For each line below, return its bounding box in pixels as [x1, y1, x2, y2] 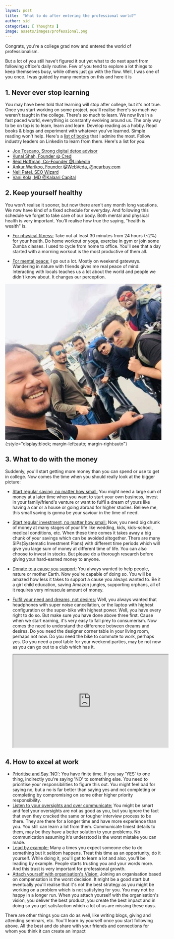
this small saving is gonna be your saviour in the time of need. [12, 509, 139, 516]
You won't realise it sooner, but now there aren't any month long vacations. [5, 201, 159, 208]
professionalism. [5, 49, 39, 55]
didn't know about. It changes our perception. [12, 273, 106, 280]
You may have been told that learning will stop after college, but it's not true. [5, 101, 161, 107]
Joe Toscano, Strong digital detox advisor [12, 148, 98, 154]
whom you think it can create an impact [5, 928, 86, 934]
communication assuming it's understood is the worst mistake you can [12, 834, 157, 840]
